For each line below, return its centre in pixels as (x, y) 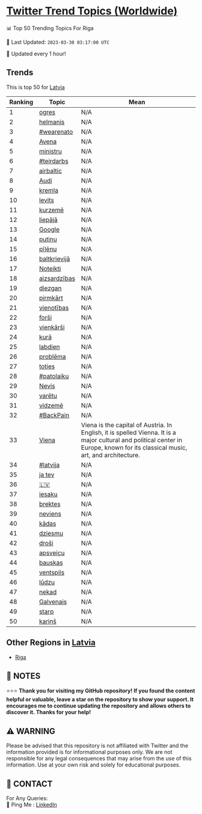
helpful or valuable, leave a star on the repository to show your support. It (100, 700)
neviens (50, 514)
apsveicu (52, 553)
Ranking (21, 102)
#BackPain (54, 415)
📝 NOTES (23, 676)
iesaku (48, 494)
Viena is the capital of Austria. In (127, 425)
